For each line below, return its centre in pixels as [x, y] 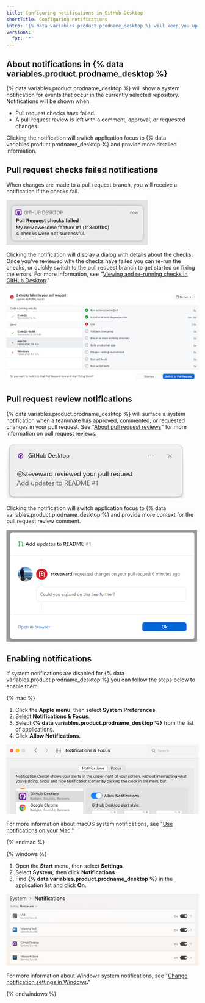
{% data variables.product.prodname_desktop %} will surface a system [96, 414]
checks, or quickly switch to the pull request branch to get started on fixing [101, 267]
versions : [19, 32]
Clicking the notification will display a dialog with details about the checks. [100, 254]
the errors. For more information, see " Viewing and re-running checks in [97, 274]
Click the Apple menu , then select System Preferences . [86, 710]
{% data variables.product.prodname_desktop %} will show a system [93, 88]
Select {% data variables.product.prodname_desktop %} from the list [104, 723]
